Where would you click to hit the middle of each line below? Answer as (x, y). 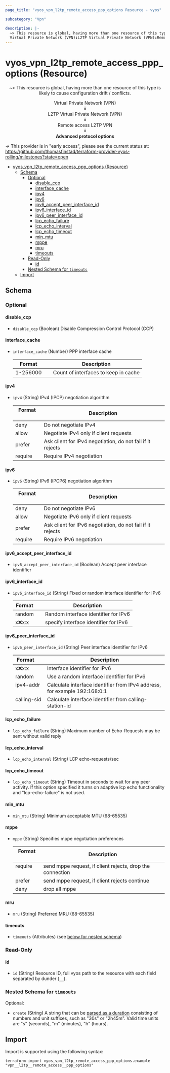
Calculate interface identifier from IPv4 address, (104, 685)
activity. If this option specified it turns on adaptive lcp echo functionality (89, 787)
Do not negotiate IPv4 (70, 425)
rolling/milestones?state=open (37, 157)
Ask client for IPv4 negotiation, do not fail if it (97, 441)
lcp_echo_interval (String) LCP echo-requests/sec (66, 759)
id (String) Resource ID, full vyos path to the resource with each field (84, 973)
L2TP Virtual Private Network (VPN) (85, 114)
